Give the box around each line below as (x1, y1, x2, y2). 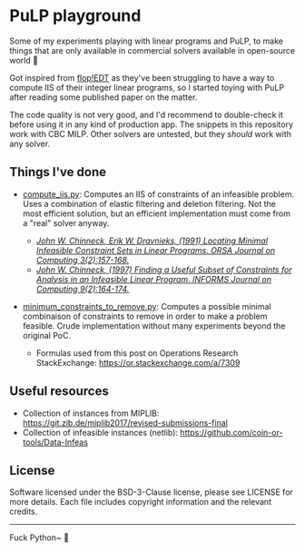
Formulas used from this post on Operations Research (35, 347, 239, 359)
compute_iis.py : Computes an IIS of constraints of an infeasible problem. (22, 188, 295, 200)
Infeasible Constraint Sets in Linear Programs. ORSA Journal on (35, 244, 275, 255)
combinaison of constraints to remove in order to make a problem (22, 310, 268, 321)
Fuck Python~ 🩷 (9, 532, 70, 543)
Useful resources (9, 383, 109, 399)
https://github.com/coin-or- (180, 427, 283, 438)
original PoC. (22, 330, 71, 340)
